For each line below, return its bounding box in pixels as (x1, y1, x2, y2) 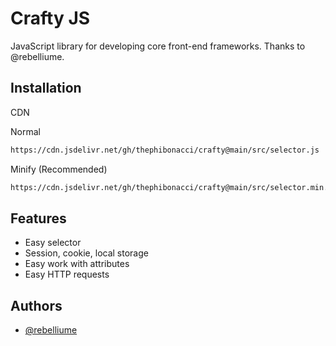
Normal (10, 125, 41, 137)
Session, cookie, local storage (24, 247, 149, 259)
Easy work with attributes (24, 258, 130, 270)
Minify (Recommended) (10, 163, 108, 175)
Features (10, 210, 67, 227)
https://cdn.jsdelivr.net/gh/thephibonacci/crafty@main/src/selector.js (10, 145, 320, 155)
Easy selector (24, 237, 82, 249)
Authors (10, 297, 63, 314)
